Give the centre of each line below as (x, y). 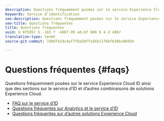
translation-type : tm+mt (30, 37)
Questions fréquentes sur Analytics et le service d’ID (65, 108)
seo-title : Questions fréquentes (39, 23)
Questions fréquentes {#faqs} (67, 70)
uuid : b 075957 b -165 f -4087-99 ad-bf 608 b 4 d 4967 (63, 32)
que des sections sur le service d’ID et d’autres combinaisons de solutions (80, 88)
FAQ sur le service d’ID (35, 103)
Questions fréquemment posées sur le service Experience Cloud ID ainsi (78, 83)
